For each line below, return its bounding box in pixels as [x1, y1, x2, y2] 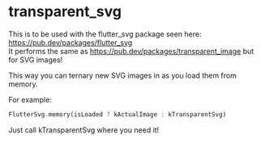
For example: [8, 95, 53, 104]
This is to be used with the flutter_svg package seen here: [8, 29, 202, 39]
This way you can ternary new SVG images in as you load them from [8, 70, 237, 80]
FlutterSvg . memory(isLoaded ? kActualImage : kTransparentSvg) [8, 110, 227, 119]
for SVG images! [8, 55, 63, 65]
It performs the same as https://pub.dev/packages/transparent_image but [8, 46, 255, 56]
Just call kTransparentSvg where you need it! [8, 124, 160, 135]
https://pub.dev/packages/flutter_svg [8, 37, 133, 47]
